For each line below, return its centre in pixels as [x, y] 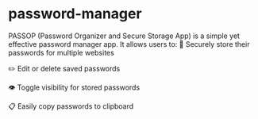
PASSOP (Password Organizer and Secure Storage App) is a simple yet [124, 36]
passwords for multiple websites [62, 52]
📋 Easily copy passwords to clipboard [71, 106]
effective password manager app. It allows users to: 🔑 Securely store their [129, 44]
